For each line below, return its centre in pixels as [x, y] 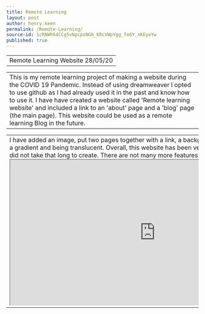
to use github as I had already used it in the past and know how [100, 92]
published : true [27, 40]
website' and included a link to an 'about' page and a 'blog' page [102, 108]
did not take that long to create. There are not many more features [104, 155]
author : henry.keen [31, 23]
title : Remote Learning [37, 12]
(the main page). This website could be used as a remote [91, 115]
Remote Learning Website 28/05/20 [61, 60]
